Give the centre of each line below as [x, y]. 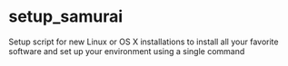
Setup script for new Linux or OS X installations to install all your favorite [144, 42]
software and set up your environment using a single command [127, 51]
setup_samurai [66, 17]
